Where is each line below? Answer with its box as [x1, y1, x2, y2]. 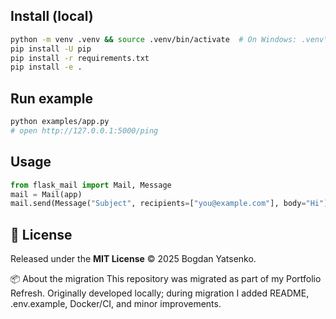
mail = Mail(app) [10, 189, 83, 199]
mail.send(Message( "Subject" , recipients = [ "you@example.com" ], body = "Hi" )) [10, 199, 333, 209]
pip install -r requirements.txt [10, 53, 150, 63]
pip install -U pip [10, 44, 92, 54]
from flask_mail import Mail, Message [10, 180, 172, 190]
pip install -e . [10, 62, 83, 73]
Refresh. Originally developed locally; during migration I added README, [10, 287, 310, 299]
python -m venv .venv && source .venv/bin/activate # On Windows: [10, 34, 298, 44]
